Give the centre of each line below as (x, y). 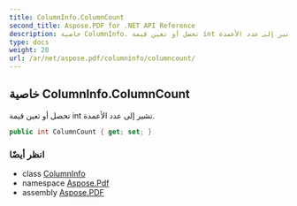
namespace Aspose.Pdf (65, 183)
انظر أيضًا (27, 154)
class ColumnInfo (53, 173)
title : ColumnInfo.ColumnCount (67, 17)
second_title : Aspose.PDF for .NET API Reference (103, 26)
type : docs (29, 42)
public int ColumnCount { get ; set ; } (80, 132)
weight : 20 (29, 50)
